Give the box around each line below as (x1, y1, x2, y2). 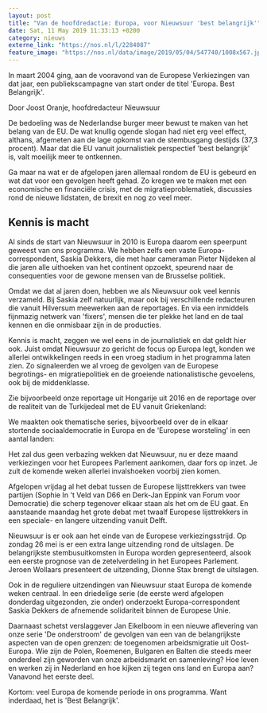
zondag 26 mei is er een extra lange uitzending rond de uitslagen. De (8, 539, 234, 549)
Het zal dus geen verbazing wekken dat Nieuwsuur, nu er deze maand (8, 449, 238, 458)
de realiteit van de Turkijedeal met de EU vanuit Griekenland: (8, 401, 207, 411)
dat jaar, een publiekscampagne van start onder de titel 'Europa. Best (8, 79, 235, 88)
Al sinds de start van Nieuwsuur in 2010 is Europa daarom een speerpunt (8, 236, 248, 247)
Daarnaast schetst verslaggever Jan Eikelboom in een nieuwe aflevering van (8, 621, 258, 630)
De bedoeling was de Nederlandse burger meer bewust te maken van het (8, 119, 249, 127)
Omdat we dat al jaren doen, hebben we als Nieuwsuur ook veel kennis (8, 286, 241, 295)
